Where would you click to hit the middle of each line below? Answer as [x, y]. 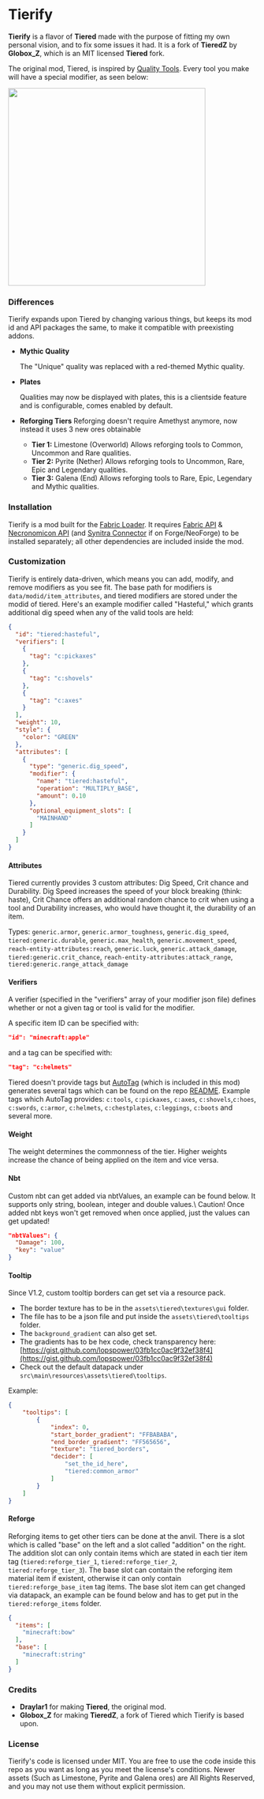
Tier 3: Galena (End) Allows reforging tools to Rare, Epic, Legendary [141, 478]
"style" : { [33, 730]
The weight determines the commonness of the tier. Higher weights [117, 1152]
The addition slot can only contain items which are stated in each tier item [128, 1553]
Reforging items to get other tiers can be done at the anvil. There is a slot [126, 1536]
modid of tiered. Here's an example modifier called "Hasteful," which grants [131, 604]
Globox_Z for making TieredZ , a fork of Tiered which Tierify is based [132, 1715]
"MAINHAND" [54, 818]
